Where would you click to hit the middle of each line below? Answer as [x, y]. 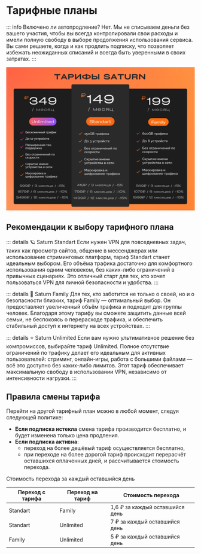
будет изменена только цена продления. [67, 436]
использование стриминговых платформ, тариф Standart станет [88, 257]
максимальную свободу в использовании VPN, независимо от [86, 372]
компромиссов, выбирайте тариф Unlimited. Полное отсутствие [88, 346]
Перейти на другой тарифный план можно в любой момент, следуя [93, 411]
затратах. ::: [22, 59]
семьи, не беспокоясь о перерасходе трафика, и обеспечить [85, 319]
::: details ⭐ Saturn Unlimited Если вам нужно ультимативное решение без [100, 337]
